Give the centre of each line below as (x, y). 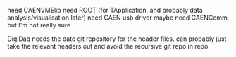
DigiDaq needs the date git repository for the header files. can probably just (117, 39)
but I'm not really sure (39, 25)
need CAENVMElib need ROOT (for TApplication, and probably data (105, 10)
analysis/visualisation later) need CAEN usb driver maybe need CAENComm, (118, 18)
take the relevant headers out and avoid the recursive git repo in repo (108, 46)
